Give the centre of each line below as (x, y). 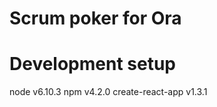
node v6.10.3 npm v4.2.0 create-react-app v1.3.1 (108, 92)
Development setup (93, 64)
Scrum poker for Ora (95, 18)
